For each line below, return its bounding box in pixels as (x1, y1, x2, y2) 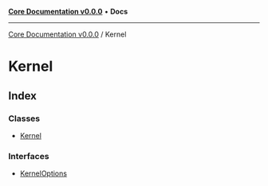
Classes (8, 113, 41, 124)
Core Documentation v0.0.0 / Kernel (8, 29, 127, 39)
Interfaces (8, 150, 49, 161)
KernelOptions (19, 169, 68, 178)
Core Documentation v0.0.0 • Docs (8, 7, 128, 16)
